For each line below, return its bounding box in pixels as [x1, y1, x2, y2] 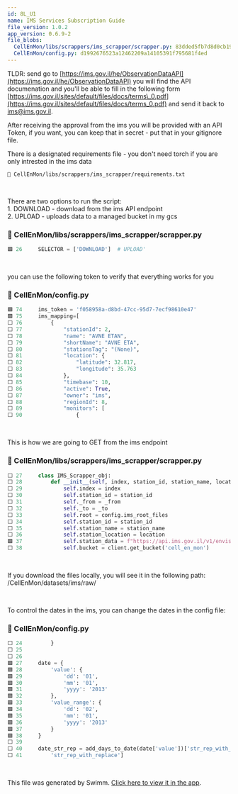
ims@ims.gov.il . [7, 107, 53, 116]
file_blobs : [7, 37, 42, 44]
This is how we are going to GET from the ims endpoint [7, 438, 168, 447]
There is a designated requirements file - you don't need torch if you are [7, 150, 218, 158]
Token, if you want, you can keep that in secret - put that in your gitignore [7, 128, 222, 137]
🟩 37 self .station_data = [7, 538, 124, 545]
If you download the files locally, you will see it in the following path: [7, 571, 206, 580]
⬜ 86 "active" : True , [7, 385, 111, 392]
